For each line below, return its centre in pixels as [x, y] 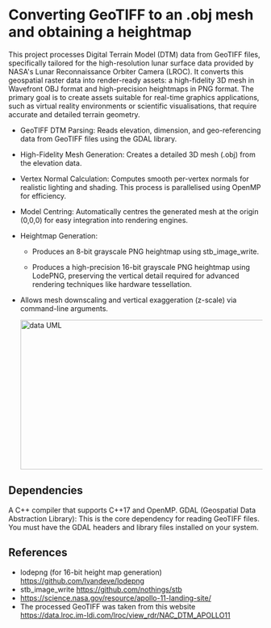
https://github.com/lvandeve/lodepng [82, 580]
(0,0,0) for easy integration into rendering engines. [104, 220]
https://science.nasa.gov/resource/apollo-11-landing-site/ [115, 598]
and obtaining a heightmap [100, 32]
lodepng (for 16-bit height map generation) [91, 572]
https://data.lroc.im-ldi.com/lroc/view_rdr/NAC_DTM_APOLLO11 [125, 615]
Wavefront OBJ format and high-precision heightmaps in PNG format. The [131, 89]
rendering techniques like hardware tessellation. [112, 284]
